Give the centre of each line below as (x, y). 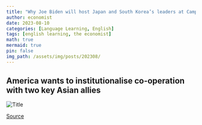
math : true (20, 40)
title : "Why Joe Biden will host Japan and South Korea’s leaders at (95, 12)
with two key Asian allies (54, 90)
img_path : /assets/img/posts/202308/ (54, 56)
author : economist (29, 17)
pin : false (20, 51)
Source (15, 116)
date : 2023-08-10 (28, 23)
